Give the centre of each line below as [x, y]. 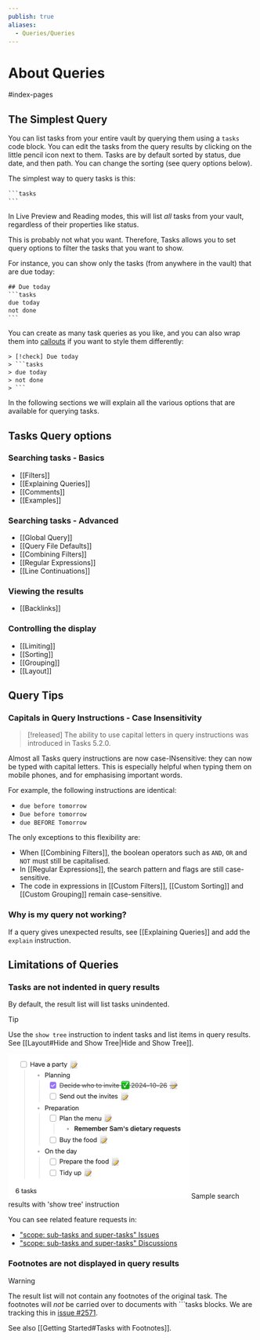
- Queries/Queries [45, 33]
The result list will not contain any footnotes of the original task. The [118, 1296]
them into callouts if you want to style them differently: [96, 341]
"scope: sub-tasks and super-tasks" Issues [89, 1235]
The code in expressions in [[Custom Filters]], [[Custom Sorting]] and [132, 886]
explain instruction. [40, 940]
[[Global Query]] [46, 538]
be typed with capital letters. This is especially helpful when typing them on [130, 767]
